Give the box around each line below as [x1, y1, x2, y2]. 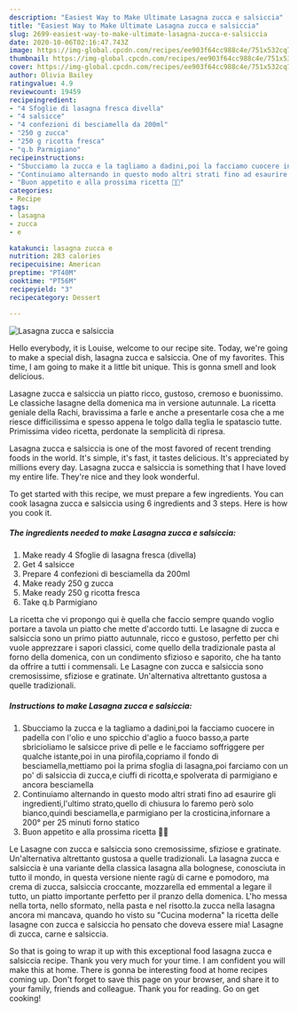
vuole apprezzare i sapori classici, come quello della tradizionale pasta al [9, 643, 277, 653]
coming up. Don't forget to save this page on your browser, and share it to [9, 974, 279, 985]
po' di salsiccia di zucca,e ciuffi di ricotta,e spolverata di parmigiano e [21, 770, 278, 781]
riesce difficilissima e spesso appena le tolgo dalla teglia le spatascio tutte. [9, 416, 282, 427]
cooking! [9, 993, 42, 1004]
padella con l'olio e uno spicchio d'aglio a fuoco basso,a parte [21, 732, 250, 743]
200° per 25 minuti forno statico [21, 818, 140, 828]
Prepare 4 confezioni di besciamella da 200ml [21, 569, 191, 580]
